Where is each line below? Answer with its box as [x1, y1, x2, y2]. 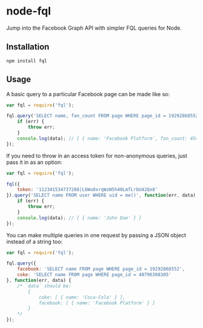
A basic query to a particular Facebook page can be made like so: [6, 90, 170, 97]
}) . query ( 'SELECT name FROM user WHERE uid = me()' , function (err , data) [6, 192, 196, 198]
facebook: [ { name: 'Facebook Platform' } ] [38, 300, 155, 306]
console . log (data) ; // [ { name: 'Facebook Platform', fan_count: [17, 135, 188, 142]
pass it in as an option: [6, 159, 62, 166]
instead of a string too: [6, 238, 63, 245]
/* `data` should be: [17, 283, 71, 289]
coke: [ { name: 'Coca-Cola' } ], [38, 294, 126, 300]
